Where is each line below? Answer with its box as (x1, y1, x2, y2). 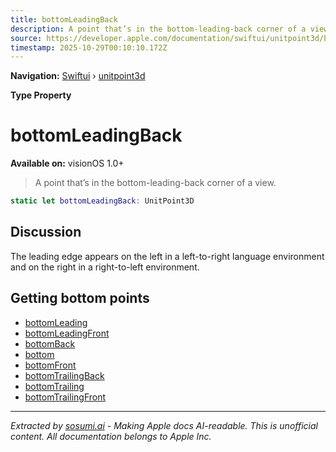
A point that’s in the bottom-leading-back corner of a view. (34, 177, 277, 189)
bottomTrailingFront (24, 391, 107, 403)
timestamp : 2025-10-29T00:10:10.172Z (10, 42, 168, 53)
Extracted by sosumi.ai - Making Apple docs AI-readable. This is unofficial (10, 419, 318, 431)
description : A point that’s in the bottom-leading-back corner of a (10, 24, 307, 34)
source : (10, 33, 43, 43)
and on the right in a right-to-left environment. (10, 261, 200, 273)
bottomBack (24, 337, 76, 350)
